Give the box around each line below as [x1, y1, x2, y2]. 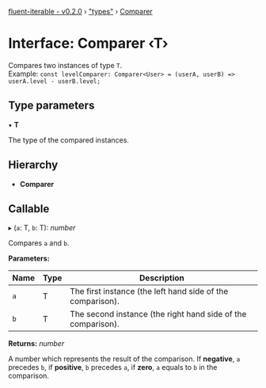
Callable [8, 202, 50, 215]
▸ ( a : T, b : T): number [8, 223, 76, 233]
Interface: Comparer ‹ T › [8, 35, 169, 52]
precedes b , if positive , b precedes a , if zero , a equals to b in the [8, 363, 218, 372]
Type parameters [8, 99, 95, 112]
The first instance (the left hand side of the [70, 286, 229, 297]
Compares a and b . [8, 238, 70, 248]
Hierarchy [8, 158, 59, 172]
